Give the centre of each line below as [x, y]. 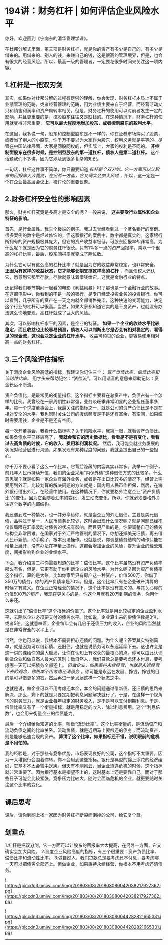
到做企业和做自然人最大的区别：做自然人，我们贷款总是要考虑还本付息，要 [82, 659]
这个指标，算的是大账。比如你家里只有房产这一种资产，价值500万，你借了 [81, 575]
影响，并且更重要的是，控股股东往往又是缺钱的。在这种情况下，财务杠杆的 [82, 117]
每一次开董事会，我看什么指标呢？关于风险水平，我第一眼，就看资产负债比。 [84, 431]
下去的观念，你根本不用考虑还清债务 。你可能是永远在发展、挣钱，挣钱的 [80, 672]
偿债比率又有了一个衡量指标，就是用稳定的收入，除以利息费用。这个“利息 [81, 707]
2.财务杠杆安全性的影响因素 [48, 199]
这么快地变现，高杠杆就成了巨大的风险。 [51, 312]
